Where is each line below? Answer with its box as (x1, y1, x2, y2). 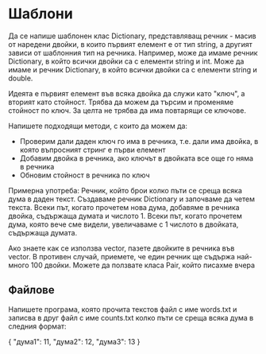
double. (8, 73, 33, 83)
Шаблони (8, 5, 73, 23)
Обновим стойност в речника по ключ (19, 170, 150, 180)
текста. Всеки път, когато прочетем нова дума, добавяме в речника (8, 202, 240, 212)
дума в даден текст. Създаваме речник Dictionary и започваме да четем (8, 194, 256, 204)
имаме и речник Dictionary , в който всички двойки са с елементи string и (8, 64, 258, 74)
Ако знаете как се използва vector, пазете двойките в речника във (8, 243, 235, 253)
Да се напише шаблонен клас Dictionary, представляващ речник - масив (8, 31, 256, 41)
